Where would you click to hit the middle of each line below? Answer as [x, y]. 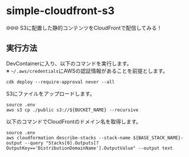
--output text [155, 148]
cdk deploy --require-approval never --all [61, 82]
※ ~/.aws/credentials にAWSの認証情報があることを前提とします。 [87, 71]
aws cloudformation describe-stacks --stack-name [69, 138]
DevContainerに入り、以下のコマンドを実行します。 [69, 64]
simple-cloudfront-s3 [61, 11]
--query [34, 143]
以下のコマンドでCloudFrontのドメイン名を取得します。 [74, 121]
